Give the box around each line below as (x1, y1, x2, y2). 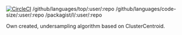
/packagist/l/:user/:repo (45, 11, 102, 18)
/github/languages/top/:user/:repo (32, 6, 115, 12)
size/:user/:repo (6, 11, 44, 18)
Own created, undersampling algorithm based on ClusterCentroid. (6, 23, 166, 29)
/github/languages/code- (115, 6, 177, 12)
